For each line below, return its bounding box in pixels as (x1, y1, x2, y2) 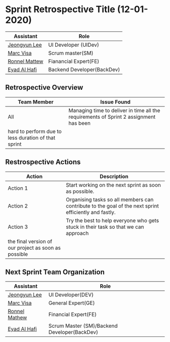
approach (65, 229, 89, 236)
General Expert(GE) (48, 299, 95, 306)
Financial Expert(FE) (48, 311, 97, 318)
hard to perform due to (8, 128, 62, 135)
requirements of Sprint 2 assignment (68, 113, 156, 120)
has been (68, 119, 91, 126)
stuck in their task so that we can (65, 223, 144, 230)
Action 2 (8, 202, 28, 209)
